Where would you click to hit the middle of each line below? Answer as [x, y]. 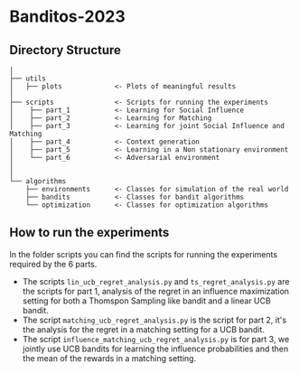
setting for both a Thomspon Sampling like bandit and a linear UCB [146, 301]
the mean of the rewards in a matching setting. [109, 358]
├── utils [28, 79]
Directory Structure [65, 50]
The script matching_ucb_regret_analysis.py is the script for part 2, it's [154, 320]
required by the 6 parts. [53, 264]
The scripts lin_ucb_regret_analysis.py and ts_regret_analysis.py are [156, 281]
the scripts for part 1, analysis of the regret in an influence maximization [156, 291]
